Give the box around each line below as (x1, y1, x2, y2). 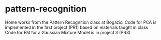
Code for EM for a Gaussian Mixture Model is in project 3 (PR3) (5, 29, 131, 35)
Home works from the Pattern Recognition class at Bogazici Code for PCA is (5, 19, 157, 25)
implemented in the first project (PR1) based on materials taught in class (5, 24, 148, 30)
